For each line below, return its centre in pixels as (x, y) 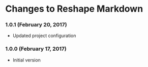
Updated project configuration (44, 36)
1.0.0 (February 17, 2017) (36, 49)
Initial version (26, 60)
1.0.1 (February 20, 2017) (36, 25)
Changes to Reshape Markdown (74, 9)
